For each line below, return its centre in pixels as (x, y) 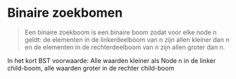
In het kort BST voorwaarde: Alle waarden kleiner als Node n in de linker (112, 60)
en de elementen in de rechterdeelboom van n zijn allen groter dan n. (125, 47)
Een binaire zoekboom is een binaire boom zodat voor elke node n (120, 32)
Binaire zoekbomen (65, 13)
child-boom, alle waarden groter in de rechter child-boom (91, 68)
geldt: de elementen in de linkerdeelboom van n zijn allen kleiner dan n (127, 39)
